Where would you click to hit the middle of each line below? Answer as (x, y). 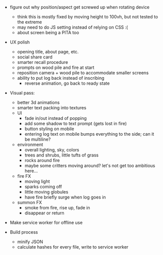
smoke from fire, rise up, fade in (57, 208)
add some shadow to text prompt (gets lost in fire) (76, 124)
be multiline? (38, 139)
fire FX (24, 176)
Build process (24, 232)
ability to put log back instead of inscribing (61, 78)
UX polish (20, 42)
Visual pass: (22, 93)
